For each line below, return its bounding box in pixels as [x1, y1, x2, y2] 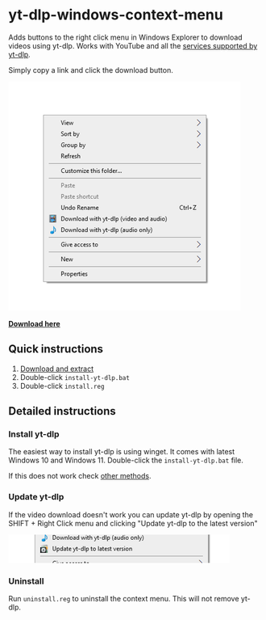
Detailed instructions [8, 404, 117, 418]
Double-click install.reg [19, 381, 105, 390]
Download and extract [19, 364, 94, 373]
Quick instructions [8, 342, 103, 356]
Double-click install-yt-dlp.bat [19, 372, 131, 382]
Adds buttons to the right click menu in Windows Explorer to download [8, 32, 243, 42]
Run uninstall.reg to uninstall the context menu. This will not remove [8, 594, 239, 604]
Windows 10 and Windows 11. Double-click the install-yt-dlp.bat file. [8, 455, 244, 466]
